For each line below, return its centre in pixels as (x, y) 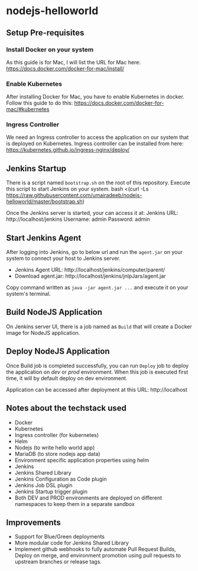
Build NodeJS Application (54, 312)
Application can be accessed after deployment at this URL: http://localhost (97, 389)
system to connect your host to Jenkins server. (63, 259)
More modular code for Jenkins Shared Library (72, 543)
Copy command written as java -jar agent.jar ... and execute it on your (97, 288)
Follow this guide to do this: (40, 103)
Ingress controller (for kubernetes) (57, 435)
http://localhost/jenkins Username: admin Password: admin (78, 219)
